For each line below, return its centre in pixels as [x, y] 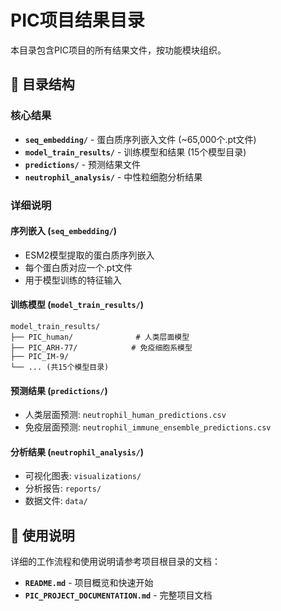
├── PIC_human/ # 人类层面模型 [100, 337]
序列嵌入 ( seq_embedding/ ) [64, 231]
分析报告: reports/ [63, 488]
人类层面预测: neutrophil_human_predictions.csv [125, 415]
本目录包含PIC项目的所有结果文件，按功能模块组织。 [118, 50]
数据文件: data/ [56, 501]
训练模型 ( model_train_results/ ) [77, 305]
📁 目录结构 [42, 84]
